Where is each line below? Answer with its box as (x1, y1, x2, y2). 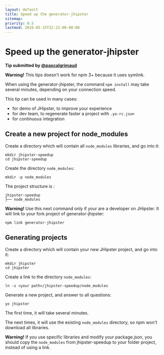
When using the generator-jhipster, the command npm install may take (5, 82, 149, 87)
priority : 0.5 (5, 21, 34, 26)
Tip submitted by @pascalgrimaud (5, 63, 77, 68)
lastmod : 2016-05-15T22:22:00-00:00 (5, 25, 80, 30)
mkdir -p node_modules (5, 174, 51, 180)
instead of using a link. (5, 344, 51, 350)
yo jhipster (5, 301, 29, 306)
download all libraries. (5, 324, 50, 330)
